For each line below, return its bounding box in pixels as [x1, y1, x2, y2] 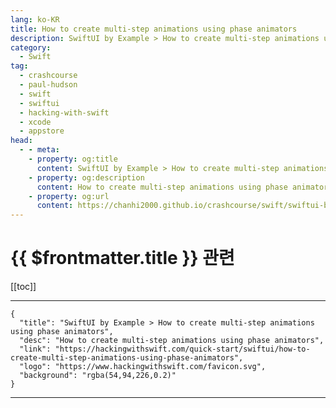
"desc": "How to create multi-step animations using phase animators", [19, 336, 325, 346]
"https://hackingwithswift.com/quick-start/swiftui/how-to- [54, 344, 311, 355]
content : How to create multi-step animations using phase [36, 182, 288, 192]
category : [10, 42, 52, 53]
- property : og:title [28, 154, 118, 164]
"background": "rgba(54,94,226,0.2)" [19, 371, 177, 381]
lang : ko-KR [10, 14, 60, 25]
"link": [19, 344, 52, 355]
